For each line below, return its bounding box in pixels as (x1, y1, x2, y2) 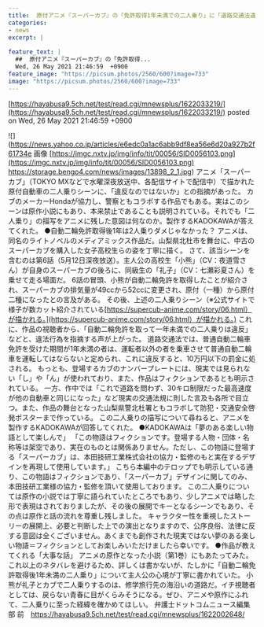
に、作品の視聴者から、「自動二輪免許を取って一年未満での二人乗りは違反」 (8, 324, 252, 334)
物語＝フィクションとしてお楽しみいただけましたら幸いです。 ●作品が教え (14, 540, 256, 550)
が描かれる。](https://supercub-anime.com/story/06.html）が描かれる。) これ (8, 314, 253, 323)
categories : (8, 19, 47, 27)
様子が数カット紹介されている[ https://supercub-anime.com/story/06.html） (8, 304, 253, 314)
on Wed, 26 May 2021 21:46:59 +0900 (8, 116, 133, 125)
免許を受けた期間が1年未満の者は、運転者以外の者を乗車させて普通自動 (8, 344, 238, 353)
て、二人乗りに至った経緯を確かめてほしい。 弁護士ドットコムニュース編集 (8, 599, 251, 609)
